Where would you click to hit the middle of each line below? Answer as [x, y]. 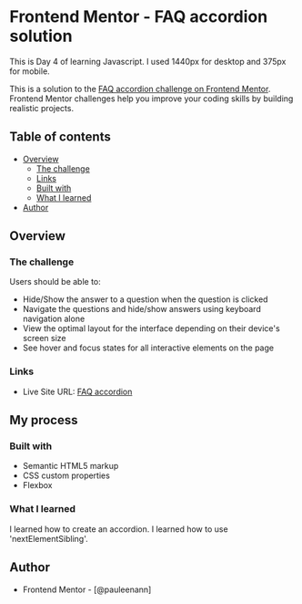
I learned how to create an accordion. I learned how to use [119, 529]
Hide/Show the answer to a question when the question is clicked [145, 299]
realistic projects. [42, 108]
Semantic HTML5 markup [70, 466]
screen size [44, 338]
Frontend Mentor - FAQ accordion [139, 17]
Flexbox [37, 485]
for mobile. [30, 71]
